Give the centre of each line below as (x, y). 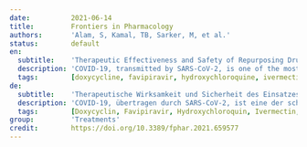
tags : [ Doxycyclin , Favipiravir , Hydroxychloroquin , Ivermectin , (159, 111)
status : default (55, 43)
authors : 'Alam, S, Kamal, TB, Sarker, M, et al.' (120, 35)
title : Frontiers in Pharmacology (91, 26)
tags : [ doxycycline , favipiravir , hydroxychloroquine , (138, 78)
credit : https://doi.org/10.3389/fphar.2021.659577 (124, 129)
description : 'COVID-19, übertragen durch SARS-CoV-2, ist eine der (151, 103)
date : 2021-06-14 (61, 18)
